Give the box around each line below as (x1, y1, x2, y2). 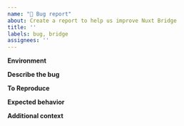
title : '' (7, 23, 37, 31)
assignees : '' (7, 37, 50, 44)
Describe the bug (7, 70, 60, 79)
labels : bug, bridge (7, 30, 69, 38)
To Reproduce (7, 84, 50, 93)
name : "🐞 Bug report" (7, 10, 72, 18)
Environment (7, 56, 46, 65)
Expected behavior (7, 98, 65, 107)
